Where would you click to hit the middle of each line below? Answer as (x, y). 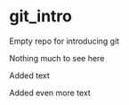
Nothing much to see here (57, 58)
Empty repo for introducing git (64, 41)
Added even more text (50, 93)
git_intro (41, 16)
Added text (30, 75)
